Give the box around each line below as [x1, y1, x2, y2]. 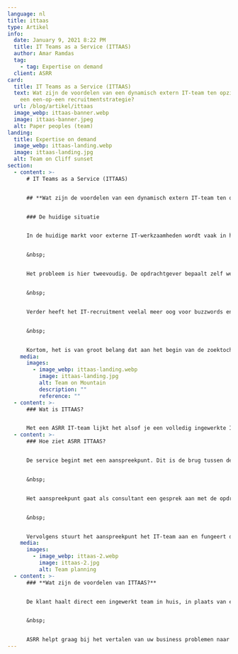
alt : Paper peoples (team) [13, 122, 93, 130]
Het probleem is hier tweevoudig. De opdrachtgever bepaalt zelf [25, 270, 223, 277]
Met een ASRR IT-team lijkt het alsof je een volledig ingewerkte [25, 425, 227, 432]
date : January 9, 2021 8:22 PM [13, 37, 106, 44]
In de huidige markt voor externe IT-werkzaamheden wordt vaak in [25, 232, 227, 240]
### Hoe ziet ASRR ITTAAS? [25, 438, 106, 445]
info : [7, 30, 23, 38]
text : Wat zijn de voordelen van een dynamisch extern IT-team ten [13, 89, 217, 96]
